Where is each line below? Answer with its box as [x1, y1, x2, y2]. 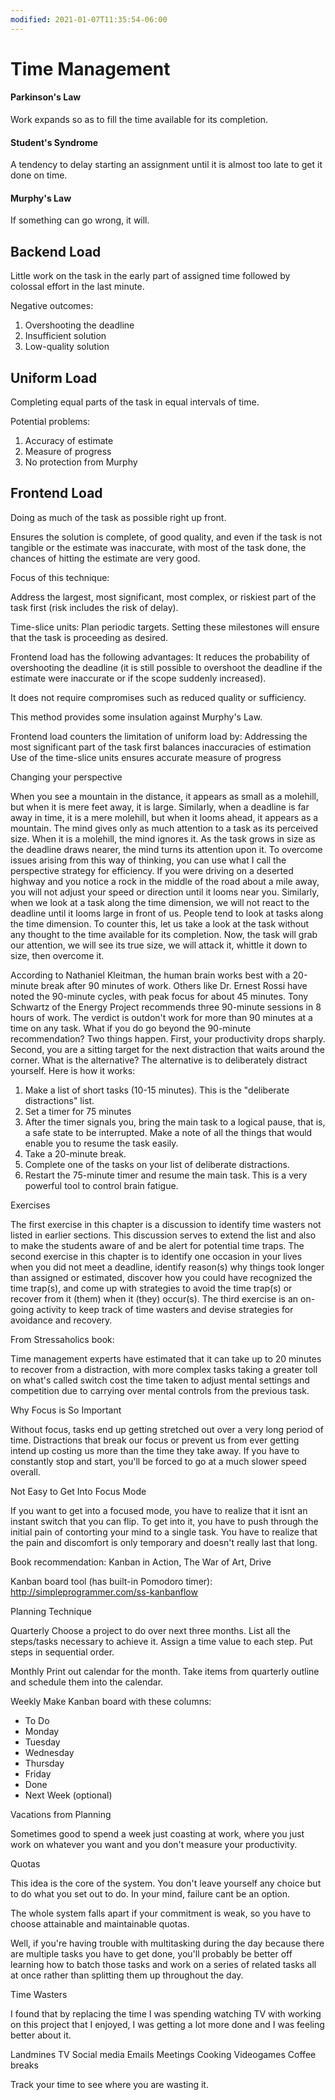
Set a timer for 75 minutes [24, 1105, 132, 1117]
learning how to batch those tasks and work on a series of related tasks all [10, 1958, 317, 1970]
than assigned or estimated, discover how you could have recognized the [10, 1271, 313, 1283]
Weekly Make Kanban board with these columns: [10, 1695, 212, 1707]
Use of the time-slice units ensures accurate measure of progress [10, 751, 282, 763]
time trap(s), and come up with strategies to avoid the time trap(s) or [10, 1282, 293, 1294]
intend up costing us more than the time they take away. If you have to [10, 1444, 300, 1456]
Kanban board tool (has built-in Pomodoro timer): [10, 1575, 213, 1587]
